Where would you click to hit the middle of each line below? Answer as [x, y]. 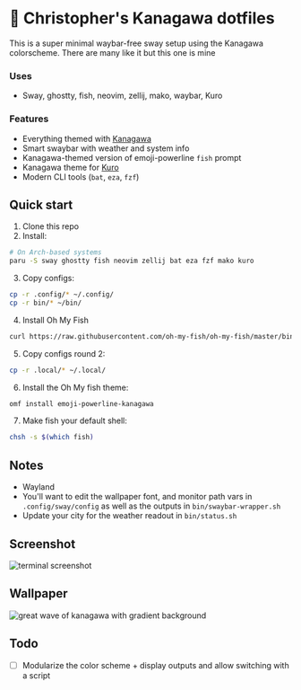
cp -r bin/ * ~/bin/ [46, 303]
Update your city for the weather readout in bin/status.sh [129, 516]
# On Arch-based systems [56, 252]
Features [29, 119]
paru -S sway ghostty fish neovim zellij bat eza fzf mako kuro [132, 261]
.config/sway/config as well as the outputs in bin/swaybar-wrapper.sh [151, 506]
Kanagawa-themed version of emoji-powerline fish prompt [132, 157]
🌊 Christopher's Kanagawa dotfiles [142, 18]
